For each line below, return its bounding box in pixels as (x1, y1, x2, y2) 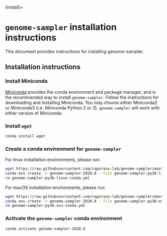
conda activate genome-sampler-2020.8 (5, 226, 85, 231)
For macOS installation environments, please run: (5, 184, 106, 190)
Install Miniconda (5, 78, 48, 85)
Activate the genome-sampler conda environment (5, 215, 123, 222)
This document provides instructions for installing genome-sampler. (5, 48, 144, 54)
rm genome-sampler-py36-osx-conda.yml (5, 203, 85, 208)
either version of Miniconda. (5, 110, 63, 116)
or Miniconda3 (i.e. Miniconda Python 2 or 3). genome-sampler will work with (5, 105, 160, 111)
